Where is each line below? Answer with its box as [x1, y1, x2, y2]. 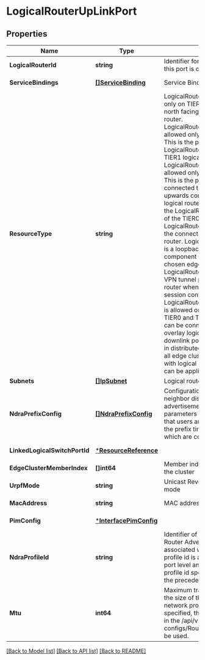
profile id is [164, 553, 196, 561]
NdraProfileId [9, 553, 49, 561]
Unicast [164, 477, 186, 486]
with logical [164, 359, 197, 368]
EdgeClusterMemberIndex [9, 464, 88, 472]
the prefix [164, 425, 192, 433]
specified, [164, 609, 193, 617]
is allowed [164, 306, 193, 314]
